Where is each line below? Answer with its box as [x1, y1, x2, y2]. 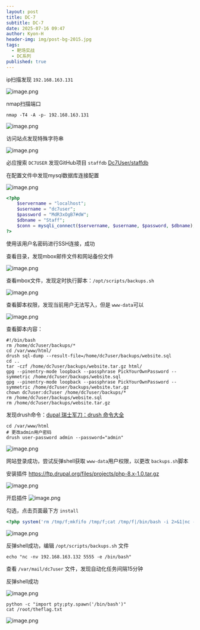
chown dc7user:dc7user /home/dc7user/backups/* [6, 389, 127, 396]
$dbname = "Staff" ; [17, 217, 65, 223]
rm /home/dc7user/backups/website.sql [6, 394, 102, 400]
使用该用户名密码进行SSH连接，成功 [6, 240, 95, 247]
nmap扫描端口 [6, 100, 41, 107]
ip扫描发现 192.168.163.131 [6, 76, 73, 83]
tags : [6, 42, 20, 48]
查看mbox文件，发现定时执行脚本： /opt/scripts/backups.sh [6, 277, 155, 284]
